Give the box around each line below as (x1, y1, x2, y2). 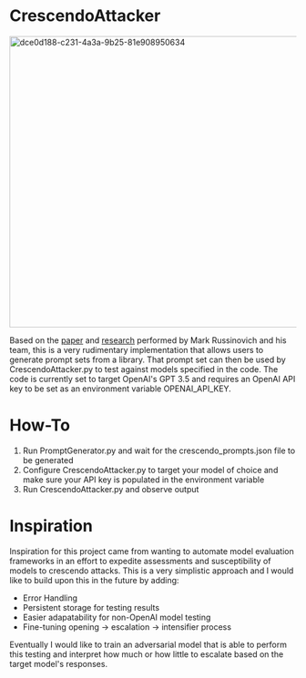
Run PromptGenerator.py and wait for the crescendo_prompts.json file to (22, 445, 296, 456)
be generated (22, 454, 74, 465)
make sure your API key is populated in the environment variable (22, 474, 265, 485)
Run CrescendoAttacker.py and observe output (22, 483, 199, 494)
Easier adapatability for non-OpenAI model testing (22, 612, 211, 622)
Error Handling (22, 592, 78, 603)
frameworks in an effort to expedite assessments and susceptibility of (9, 555, 271, 566)
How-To (9, 415, 71, 436)
